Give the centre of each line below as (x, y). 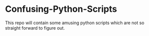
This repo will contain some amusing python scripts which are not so (75, 23)
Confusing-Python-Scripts (61, 9)
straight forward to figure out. (35, 28)
